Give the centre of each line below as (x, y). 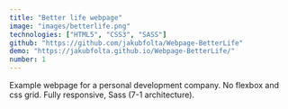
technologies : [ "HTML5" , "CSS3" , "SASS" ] (88, 34)
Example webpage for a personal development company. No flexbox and (144, 85)
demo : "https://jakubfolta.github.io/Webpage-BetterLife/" (122, 51)
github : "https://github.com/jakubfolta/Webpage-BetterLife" (126, 43)
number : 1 (28, 59)
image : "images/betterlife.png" (70, 26)
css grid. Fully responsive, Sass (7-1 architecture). (102, 95)
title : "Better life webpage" (66, 18)
